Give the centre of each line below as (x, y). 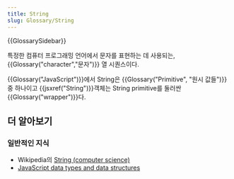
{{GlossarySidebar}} (37, 40)
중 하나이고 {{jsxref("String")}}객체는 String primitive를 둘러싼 (94, 88)
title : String (28, 14)
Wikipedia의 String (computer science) (74, 160)
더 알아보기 (30, 121)
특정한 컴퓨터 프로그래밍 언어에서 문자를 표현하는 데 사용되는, (91, 55)
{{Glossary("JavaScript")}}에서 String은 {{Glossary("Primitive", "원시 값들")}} (117, 79)
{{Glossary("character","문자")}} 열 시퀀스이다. (74, 64)
